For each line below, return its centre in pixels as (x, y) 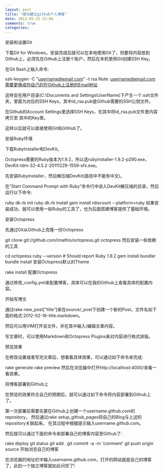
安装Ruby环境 (19, 139)
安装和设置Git (19, 43)
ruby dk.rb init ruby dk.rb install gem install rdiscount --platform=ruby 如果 (80, 203)
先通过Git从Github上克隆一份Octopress (44, 230)
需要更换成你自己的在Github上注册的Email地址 (51, 85)
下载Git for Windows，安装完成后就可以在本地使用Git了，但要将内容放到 (78, 53)
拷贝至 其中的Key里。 (27, 118)
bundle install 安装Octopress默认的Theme (47, 262)
